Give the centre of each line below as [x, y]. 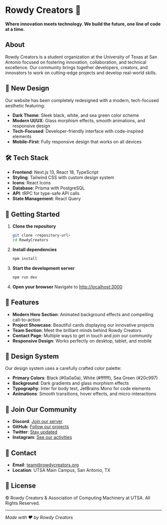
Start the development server [43, 268]
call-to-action [26, 320]
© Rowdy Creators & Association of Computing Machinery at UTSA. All [78, 498]
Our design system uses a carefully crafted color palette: [63, 368]
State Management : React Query [46, 199]
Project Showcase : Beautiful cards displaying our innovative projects [83, 325]
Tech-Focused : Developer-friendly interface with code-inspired [78, 131]
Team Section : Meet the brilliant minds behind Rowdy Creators [77, 330]
